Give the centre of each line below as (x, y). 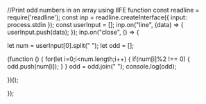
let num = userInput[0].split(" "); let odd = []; (70, 45)
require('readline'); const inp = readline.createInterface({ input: (97, 17)
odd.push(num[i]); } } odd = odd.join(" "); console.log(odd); (92, 66)
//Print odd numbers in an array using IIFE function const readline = (103, 10)
